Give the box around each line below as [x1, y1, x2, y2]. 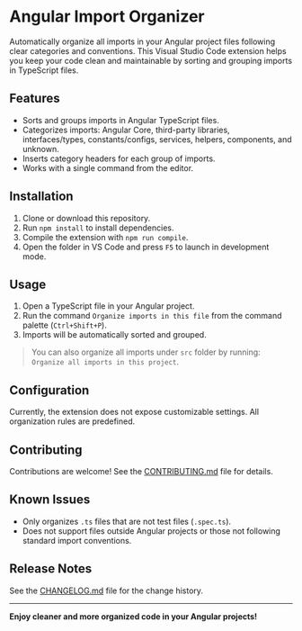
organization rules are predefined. [9, 416, 136, 427]
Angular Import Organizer [9, 6, 205, 27]
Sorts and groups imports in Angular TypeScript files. [22, 114, 220, 125]
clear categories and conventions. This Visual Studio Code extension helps [9, 45, 287, 56]
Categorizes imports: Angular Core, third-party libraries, [22, 124, 231, 135]
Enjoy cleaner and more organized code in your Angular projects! [9, 610, 258, 622]
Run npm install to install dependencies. [22, 222, 174, 233]
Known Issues [9, 492, 91, 508]
